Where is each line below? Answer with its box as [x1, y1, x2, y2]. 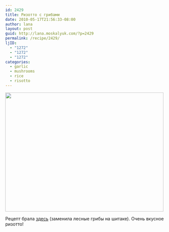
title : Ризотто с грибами [5, 12, 60, 17]
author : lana [5, 21, 33, 27]
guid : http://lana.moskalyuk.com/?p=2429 [5, 31, 94, 36]
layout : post [5, 26, 33, 31]
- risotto [10, 78, 30, 83]
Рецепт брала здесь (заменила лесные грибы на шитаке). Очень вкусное [5, 215, 164, 221]
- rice [10, 74, 24, 79]
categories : [5, 59, 30, 64]
